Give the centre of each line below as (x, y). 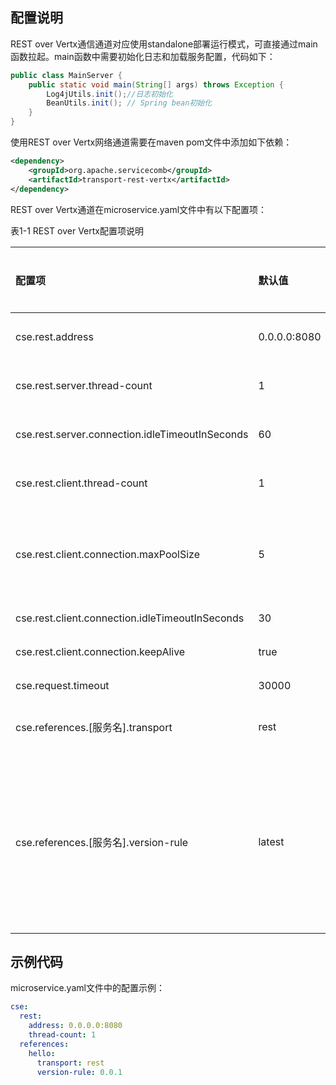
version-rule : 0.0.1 (79, 1072)
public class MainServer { (66, 75)
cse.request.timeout (62, 685)
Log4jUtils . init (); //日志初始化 (109, 94)
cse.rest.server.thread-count (84, 385)
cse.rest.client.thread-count (81, 483)
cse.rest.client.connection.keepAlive (100, 651)
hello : (42, 1053)
